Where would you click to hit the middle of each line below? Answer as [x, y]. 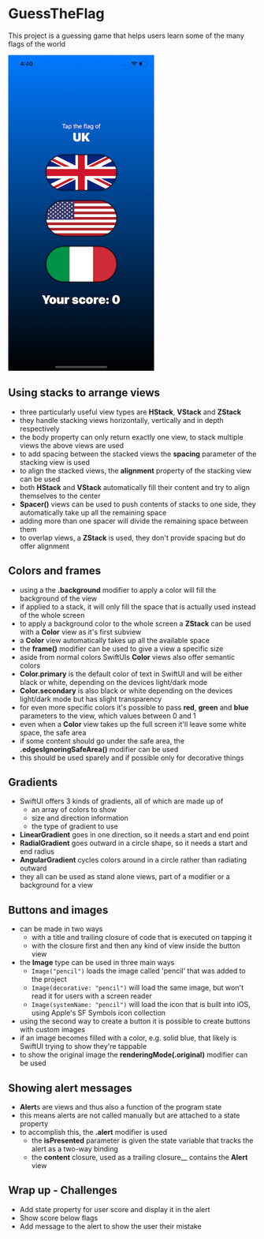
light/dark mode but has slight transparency [91, 698]
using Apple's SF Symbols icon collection [99, 1013]
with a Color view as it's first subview [80, 631]
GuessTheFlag [56, 14]
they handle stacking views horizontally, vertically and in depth [122, 420]
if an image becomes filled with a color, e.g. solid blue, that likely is [128, 1038]
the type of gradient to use [74, 826]
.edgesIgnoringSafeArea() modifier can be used [99, 749]
